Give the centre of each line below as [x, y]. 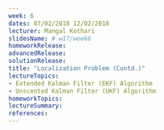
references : [28, 114]
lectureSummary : [35, 106]
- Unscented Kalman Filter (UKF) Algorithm [82, 91]
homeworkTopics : [35, 99]
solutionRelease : [37, 61]
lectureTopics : [34, 76]
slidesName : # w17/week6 [50, 38]
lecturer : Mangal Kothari [51, 31]
